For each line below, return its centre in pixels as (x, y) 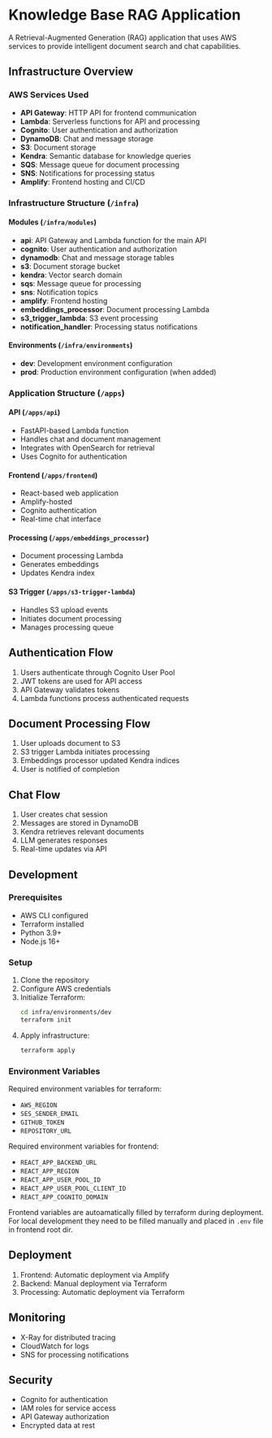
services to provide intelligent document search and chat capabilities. (125, 46)
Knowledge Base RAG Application (125, 15)
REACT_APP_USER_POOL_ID (60, 1180)
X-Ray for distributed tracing (68, 1337)
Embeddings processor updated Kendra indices (100, 760)
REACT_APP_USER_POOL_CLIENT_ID (73, 1189)
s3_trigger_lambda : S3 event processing (89, 318)
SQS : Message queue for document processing (100, 164)
